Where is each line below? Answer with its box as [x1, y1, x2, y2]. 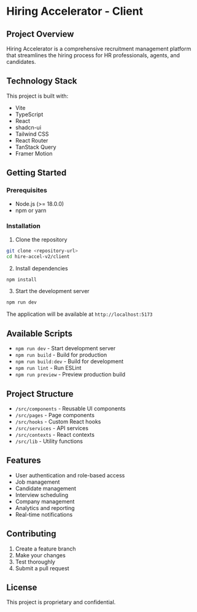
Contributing [6, 528, 56, 539]
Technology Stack [6, 76, 77, 87]
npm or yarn [15, 206, 47, 214]
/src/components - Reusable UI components [15, 404, 126, 412]
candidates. [6, 58, 36, 65]
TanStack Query [15, 143, 56, 151]
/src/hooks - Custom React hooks [15, 418, 101, 425]
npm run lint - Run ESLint [15, 364, 82, 372]
